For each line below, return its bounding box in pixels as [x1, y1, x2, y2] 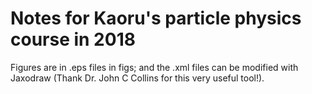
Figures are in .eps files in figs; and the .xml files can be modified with [10, 61, 299, 73]
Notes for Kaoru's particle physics [10, 7, 302, 30]
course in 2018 [10, 28, 136, 51]
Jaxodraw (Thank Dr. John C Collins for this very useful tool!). [10, 72, 265, 84]
